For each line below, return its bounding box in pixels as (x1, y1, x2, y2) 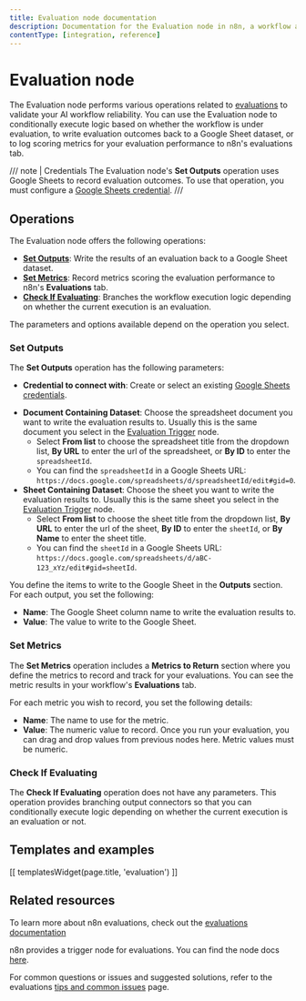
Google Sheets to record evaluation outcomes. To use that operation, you (9, 175, 284, 187)
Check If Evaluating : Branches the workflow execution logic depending (22, 292, 291, 303)
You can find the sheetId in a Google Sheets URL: (36, 542, 222, 553)
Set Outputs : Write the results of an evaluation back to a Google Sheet (22, 253, 289, 264)
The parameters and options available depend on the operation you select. (9, 319, 290, 330)
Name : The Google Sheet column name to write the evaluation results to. (22, 607, 296, 618)
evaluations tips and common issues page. (9, 981, 170, 992)
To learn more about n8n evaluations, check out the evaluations (9, 916, 249, 928)
